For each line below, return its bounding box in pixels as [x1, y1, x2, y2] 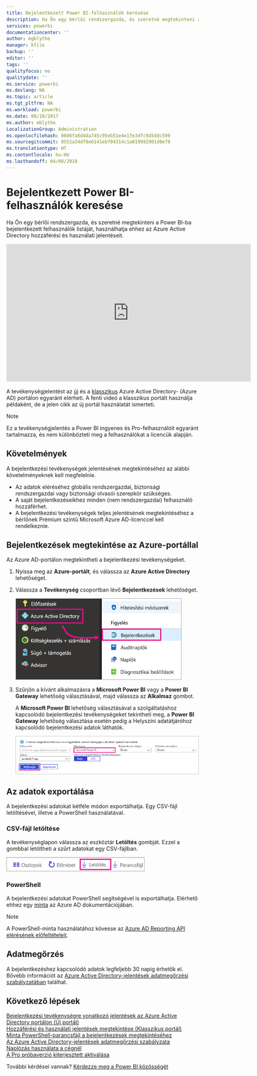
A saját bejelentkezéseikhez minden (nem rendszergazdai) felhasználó [15, 496, 193, 503]
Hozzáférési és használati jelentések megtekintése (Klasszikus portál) [6, 1025, 182, 1033]
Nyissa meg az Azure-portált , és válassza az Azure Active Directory [15, 568, 190, 575]
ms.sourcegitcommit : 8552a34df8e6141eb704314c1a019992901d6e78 [6, 139, 171, 145]
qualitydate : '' [6, 74, 48, 81]
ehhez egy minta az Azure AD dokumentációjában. [6, 901, 134, 908]
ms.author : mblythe [6, 119, 56, 125]
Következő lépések [6, 996, 81, 1006]
